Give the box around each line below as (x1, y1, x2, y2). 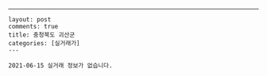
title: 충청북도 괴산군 (8, 31, 75, 39)
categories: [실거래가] (8, 40, 80, 47)
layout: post (8, 16, 52, 24)
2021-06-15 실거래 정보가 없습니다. (8, 62, 113, 70)
